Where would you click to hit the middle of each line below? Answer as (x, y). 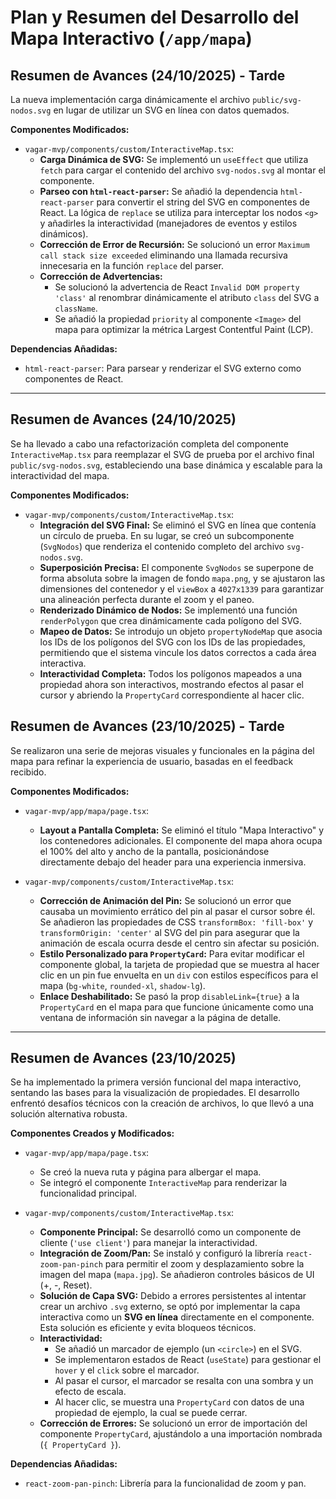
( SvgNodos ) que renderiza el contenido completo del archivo (162, 546)
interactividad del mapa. (60, 475)
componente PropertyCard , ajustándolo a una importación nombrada (181, 1434)
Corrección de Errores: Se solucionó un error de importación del (173, 1423)
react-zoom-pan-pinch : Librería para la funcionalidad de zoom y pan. (165, 1483)
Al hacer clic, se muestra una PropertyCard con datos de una (179, 1402)
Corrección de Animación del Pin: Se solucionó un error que (165, 900)
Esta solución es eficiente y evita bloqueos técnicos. (148, 1328)
